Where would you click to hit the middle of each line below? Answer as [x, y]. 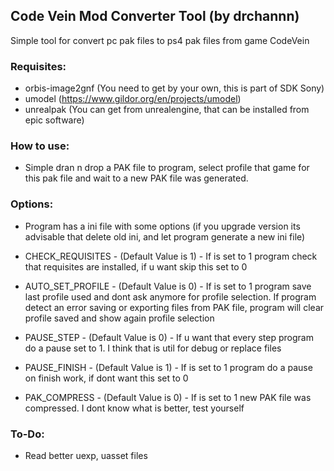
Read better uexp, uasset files [86, 455]
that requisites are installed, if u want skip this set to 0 [136, 266]
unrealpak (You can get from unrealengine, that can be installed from [167, 110]
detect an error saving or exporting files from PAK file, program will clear [174, 307]
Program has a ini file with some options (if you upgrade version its [162, 226]
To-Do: [27, 434]
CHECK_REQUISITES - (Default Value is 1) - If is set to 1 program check [171, 256]
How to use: [40, 146]
